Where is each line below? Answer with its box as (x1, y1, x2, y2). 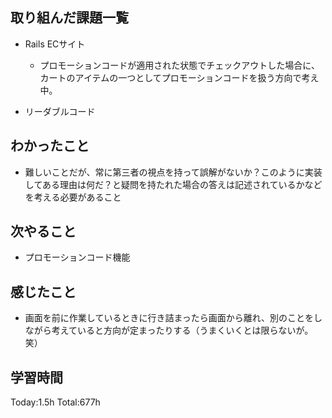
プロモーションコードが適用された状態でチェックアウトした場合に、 (39, 59, 320, 71)
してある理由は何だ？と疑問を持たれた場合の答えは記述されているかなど (24, 178, 323, 190)
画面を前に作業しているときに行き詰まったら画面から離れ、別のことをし (24, 312, 323, 324)
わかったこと (10, 138, 90, 155)
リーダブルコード (24, 105, 96, 117)
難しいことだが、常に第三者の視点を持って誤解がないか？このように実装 (24, 166, 323, 178)
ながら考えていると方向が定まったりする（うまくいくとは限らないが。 (24, 324, 314, 337)
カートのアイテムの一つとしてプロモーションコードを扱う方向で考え (39, 71, 320, 83)
